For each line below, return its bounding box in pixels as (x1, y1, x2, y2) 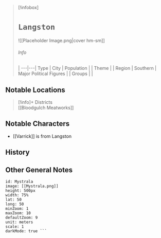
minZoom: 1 (5, 206, 29, 211)
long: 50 (5, 202, 24, 207)
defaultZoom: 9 (5, 215, 38, 220)
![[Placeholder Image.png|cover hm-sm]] (17, 37, 105, 43)
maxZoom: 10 (5, 210, 31, 215)
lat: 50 (5, 197, 22, 202)
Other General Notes (5, 166, 73, 174)
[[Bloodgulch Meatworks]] (17, 104, 74, 111)
